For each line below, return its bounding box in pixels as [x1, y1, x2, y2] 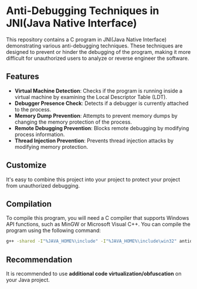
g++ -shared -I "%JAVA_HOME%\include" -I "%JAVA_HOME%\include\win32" [6, 239, 177, 244]
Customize [6, 160, 47, 171]
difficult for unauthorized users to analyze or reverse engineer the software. [6, 55, 189, 62]
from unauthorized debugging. [6, 182, 80, 189]
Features [6, 72, 39, 81]
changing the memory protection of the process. [14, 118, 132, 125]
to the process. [14, 106, 52, 113]
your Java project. [6, 277, 50, 284]
